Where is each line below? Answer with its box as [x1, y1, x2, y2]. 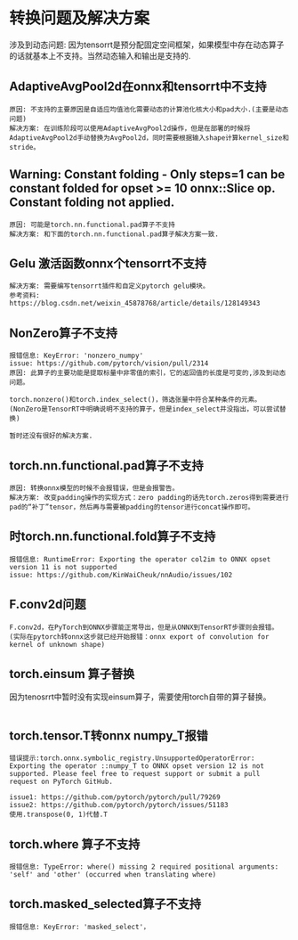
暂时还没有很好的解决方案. [9, 431, 93, 441]
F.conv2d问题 [9, 597, 86, 612]
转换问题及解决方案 [9, 8, 150, 29]
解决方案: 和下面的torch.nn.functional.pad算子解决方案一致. [9, 229, 220, 239]
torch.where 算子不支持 [9, 837, 141, 852]
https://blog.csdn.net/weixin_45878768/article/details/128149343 [9, 299, 261, 308]
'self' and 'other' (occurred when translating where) [9, 871, 217, 879]
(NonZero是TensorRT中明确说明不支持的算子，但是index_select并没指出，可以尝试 [9, 405, 280, 414]
